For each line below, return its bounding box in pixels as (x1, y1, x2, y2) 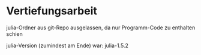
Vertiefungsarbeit (6, 4, 97, 18)
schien (6, 30, 23, 37)
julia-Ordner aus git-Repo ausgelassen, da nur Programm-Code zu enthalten (6, 24, 196, 31)
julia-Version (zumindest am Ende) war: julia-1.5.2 (6, 42, 129, 49)
